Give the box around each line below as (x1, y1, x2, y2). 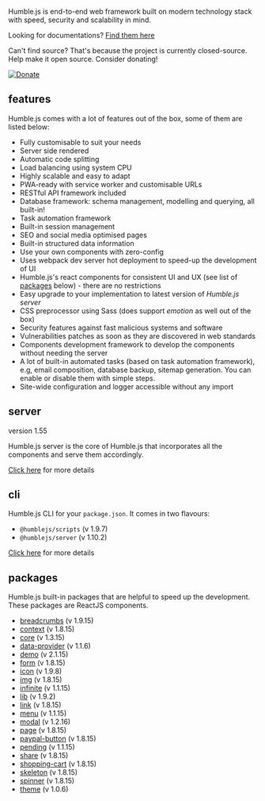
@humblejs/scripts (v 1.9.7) (19, 524, 108, 534)
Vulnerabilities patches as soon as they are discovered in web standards (19, 331, 256, 340)
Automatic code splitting (19, 154, 100, 163)
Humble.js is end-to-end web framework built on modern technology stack (8, 7, 252, 16)
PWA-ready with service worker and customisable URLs (19, 179, 203, 189)
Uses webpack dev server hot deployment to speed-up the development (19, 255, 257, 265)
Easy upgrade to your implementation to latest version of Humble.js (19, 289, 240, 298)
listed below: (8, 122, 50, 132)
